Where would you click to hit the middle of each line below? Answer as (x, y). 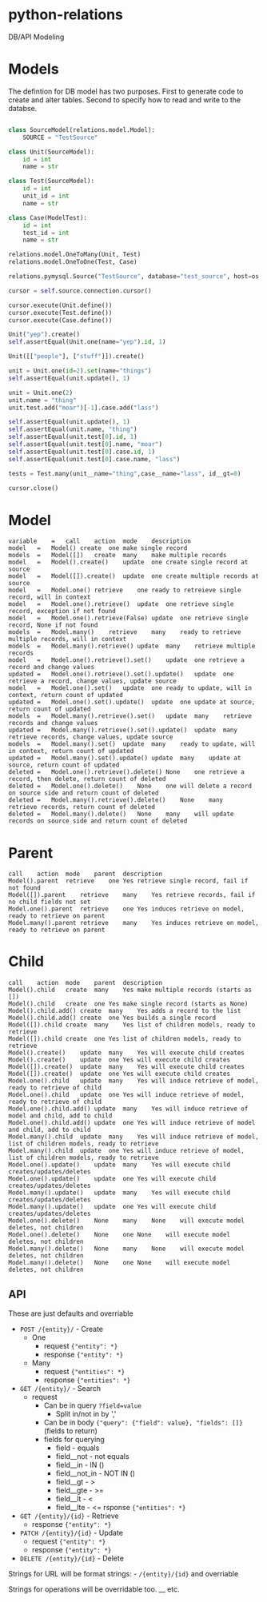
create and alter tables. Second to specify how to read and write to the (125, 100)
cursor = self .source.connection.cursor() (80, 291)
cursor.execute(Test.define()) (60, 313)
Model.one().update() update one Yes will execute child (112, 1179)
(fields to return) (71, 1431)
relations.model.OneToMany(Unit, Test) (75, 255)
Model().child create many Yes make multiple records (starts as (130, 990)
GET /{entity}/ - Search (60, 1388)
